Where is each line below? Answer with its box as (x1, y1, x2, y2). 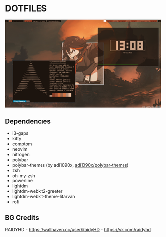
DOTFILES (5, 3, 47, 14)
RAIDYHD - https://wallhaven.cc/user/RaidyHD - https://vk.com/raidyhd (5, 227, 151, 233)
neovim (12, 146, 28, 152)
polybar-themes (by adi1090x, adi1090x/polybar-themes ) (12, 162, 129, 168)
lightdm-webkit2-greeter (12, 188, 63, 194)
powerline (12, 178, 33, 184)
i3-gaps (12, 130, 29, 136)
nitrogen (12, 152, 30, 158)
